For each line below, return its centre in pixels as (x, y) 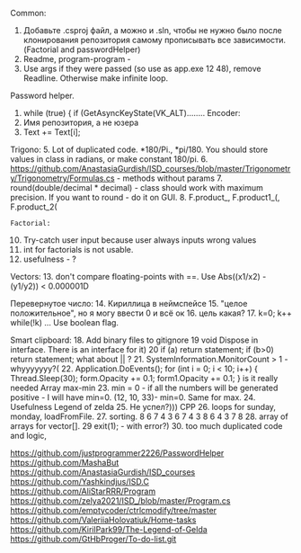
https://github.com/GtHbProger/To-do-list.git (93, 539)
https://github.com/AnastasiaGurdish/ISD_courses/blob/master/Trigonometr (150, 169)
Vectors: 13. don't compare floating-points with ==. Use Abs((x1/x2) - (138, 276)
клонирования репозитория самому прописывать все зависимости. (155, 40)
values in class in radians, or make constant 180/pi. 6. (109, 159)
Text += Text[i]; (52, 132)
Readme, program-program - (77, 59)
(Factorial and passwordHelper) (82, 49)
